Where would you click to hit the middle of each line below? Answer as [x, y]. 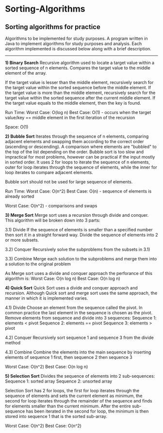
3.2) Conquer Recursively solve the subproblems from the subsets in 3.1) [78, 249]
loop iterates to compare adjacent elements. [49, 172]
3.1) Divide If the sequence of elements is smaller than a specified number [79, 230]
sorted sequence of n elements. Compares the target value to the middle [78, 68]
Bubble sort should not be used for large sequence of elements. [69, 182]
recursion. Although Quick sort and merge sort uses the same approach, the [81, 293]
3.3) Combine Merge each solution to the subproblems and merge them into [81, 259]
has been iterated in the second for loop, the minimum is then [87, 411]
